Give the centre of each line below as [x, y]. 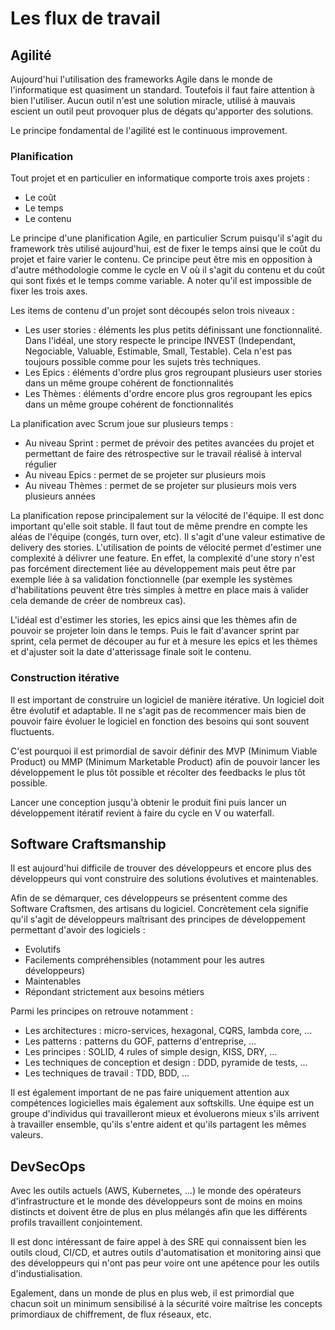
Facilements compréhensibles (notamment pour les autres [144, 960]
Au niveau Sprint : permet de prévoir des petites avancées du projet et [169, 443]
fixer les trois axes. [49, 291]
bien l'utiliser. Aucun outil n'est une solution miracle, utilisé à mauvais [153, 100]
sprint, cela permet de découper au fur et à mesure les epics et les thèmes [164, 641]
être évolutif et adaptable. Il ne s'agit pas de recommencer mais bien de [158, 710]
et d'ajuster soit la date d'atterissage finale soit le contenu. [131, 652]
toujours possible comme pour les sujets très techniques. [143, 362]
